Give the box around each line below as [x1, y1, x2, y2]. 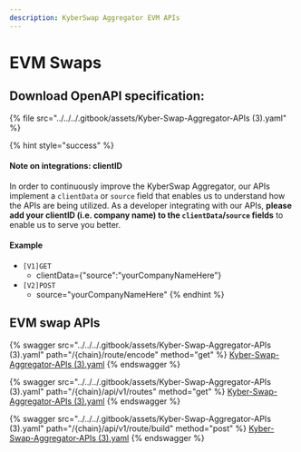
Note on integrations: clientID [9, 161, 122, 172]
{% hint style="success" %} [9, 140, 115, 151]
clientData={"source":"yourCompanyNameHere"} [35, 270, 222, 281]
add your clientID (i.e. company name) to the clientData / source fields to [9, 210, 284, 221]
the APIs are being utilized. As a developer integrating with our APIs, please [9, 200, 292, 211]
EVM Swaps [9, 52, 102, 73]
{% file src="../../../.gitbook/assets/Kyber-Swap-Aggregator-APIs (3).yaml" [9, 113, 287, 123]
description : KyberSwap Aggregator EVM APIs [9, 13, 180, 23]
